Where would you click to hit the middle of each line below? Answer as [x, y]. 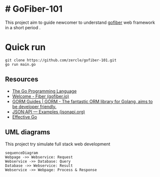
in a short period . [23, 27]
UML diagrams [28, 132]
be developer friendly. [34, 106]
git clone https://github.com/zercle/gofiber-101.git [61, 60]
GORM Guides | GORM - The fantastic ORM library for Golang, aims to [82, 101]
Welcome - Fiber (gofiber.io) [40, 96]
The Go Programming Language [44, 91]
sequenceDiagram [21, 153]
